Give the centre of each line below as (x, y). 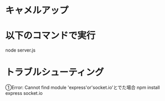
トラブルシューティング (55, 72)
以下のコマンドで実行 (51, 36)
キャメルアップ (37, 10)
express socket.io (24, 93)
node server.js (21, 50)
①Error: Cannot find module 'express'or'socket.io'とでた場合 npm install (83, 88)
